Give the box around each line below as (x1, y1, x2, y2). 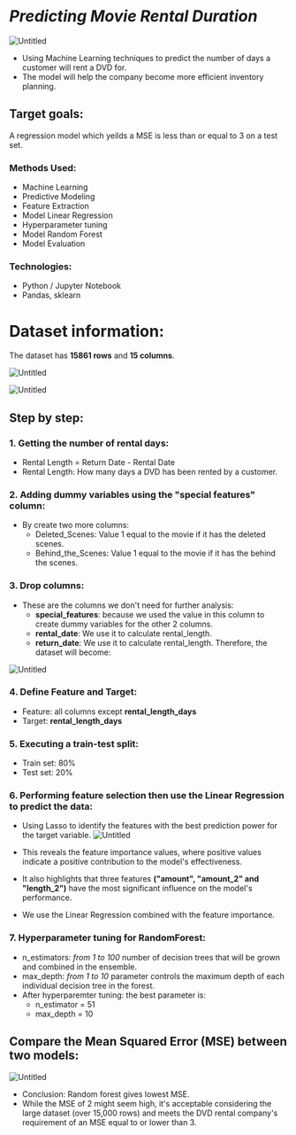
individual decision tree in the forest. (21, 980, 156, 991)
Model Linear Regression (21, 210, 113, 221)
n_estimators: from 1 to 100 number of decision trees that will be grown (21, 952, 281, 962)
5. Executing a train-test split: (9, 737, 140, 750)
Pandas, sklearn (21, 290, 81, 300)
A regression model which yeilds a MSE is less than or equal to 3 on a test (9, 130, 278, 141)
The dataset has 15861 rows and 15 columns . (9, 350, 175, 361)
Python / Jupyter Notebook (21, 281, 122, 292)
